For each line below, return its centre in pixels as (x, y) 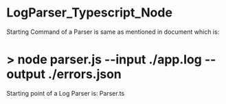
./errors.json (84, 74)
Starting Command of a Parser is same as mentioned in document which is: (113, 32)
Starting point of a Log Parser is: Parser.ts (66, 93)
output (26, 74)
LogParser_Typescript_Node (90, 13)
